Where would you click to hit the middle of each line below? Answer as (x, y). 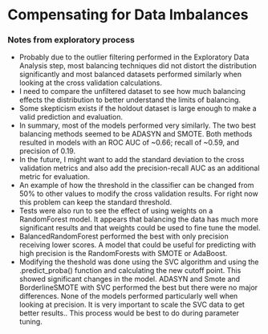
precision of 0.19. (47, 151)
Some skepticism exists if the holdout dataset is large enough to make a (138, 108)
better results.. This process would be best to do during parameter (129, 313)
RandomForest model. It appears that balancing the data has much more (138, 219)
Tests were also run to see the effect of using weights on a (116, 211)
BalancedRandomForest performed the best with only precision (124, 236)
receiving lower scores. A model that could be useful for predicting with (138, 245)
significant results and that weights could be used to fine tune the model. (140, 228)
